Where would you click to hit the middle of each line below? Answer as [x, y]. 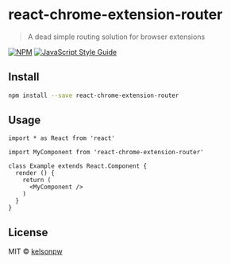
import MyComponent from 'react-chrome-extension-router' [106, 153]
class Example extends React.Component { [78, 166]
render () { [35, 173]
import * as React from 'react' [62, 138]
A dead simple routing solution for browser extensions [116, 37]
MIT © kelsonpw [35, 251]
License [28, 232]
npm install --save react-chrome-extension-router [94, 95]
